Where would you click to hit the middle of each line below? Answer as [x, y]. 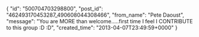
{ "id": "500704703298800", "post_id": [55, 9]
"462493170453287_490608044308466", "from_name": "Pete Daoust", [95, 15]
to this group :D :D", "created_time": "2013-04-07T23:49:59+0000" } [92, 27]
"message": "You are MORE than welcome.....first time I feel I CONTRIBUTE [99, 21]
